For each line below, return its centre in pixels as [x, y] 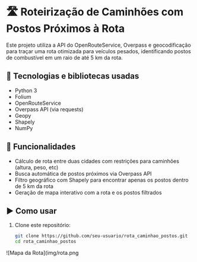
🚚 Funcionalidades [41, 147]
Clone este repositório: [43, 225]
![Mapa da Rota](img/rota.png [42, 253]
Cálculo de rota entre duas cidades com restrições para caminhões [97, 161]
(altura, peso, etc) [36, 167]
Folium [23, 96]
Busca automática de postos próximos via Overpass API [83, 173]
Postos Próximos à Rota [66, 29]
